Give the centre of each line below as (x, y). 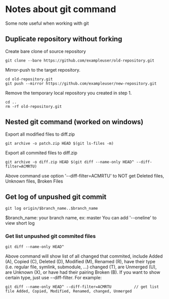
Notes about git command (61, 9)
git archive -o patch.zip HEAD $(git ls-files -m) (60, 143)
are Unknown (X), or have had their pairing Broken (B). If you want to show (83, 272)
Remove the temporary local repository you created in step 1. (69, 93)
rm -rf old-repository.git (34, 106)
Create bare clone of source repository (46, 51)
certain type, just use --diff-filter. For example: (53, 277)
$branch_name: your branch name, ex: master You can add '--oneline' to (81, 218)
